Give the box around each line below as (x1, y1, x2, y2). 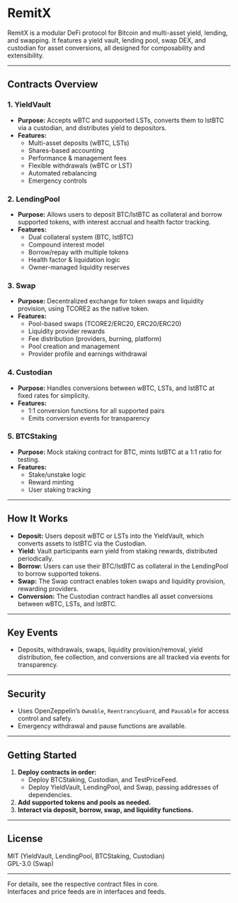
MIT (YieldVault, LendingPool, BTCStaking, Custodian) (7, 851, 165, 860)
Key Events (7, 627, 58, 639)
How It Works (7, 513, 69, 525)
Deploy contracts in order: (17, 768, 97, 777)
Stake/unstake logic (28, 470, 86, 479)
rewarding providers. (17, 584, 79, 593)
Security (7, 688, 46, 700)
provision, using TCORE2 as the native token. (17, 304, 150, 313)
